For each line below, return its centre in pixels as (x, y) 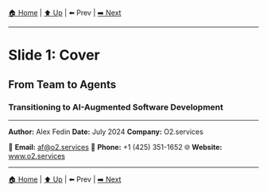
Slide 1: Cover (54, 55)
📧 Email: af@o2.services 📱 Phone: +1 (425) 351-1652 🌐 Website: (115, 147)
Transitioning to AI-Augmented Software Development (116, 107)
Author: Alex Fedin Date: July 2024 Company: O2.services (106, 132)
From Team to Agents (62, 84)
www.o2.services (37, 156)
